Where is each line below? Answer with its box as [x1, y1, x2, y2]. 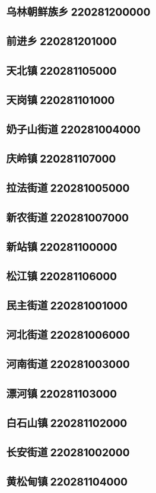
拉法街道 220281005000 [6, 182, 130, 195]
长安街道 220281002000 [6, 446, 130, 459]
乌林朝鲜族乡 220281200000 [6, 5, 151, 19]
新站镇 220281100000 [6, 240, 117, 254]
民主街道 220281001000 [6, 299, 128, 313]
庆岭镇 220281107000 [6, 152, 116, 166]
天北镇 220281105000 [6, 64, 117, 78]
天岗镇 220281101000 [6, 93, 115, 107]
